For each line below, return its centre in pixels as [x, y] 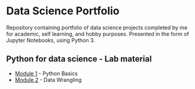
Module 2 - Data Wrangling [48, 79]
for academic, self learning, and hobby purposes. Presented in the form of [98, 33]
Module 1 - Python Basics [46, 73]
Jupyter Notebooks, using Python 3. [51, 40]
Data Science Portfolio [63, 11]
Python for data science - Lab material [79, 59]
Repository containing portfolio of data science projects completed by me [97, 27]
